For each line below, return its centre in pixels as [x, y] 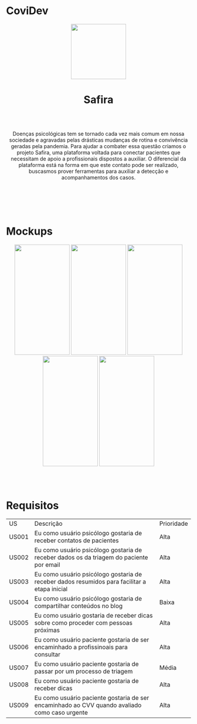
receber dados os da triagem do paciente [91, 557]
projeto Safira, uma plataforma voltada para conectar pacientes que [98, 152]
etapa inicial [51, 589]
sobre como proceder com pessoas [84, 623]
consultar [47, 654]
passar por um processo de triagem [84, 671]
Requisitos [33, 506]
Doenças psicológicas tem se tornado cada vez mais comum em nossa [98, 134]
